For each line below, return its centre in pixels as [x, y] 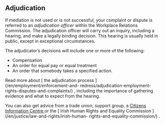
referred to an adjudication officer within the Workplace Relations [71, 25]
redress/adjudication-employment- [115, 85]
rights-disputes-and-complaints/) [39, 90]
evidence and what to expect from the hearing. [53, 96]
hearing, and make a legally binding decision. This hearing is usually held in [82, 36]
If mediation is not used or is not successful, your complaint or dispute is [79, 20]
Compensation [27, 60]
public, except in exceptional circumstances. [50, 41]
